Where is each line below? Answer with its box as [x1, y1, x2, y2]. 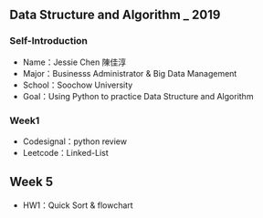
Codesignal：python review [22, 136, 128, 147]
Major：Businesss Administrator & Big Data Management [22, 67, 237, 78]
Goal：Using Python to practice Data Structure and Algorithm [22, 90, 254, 101]
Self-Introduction [9, 35, 89, 47]
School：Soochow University [22, 79, 133, 90]
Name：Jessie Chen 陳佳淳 [22, 57, 126, 67]
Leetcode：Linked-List [22, 147, 110, 158]
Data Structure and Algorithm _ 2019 [9, 7, 221, 23]
